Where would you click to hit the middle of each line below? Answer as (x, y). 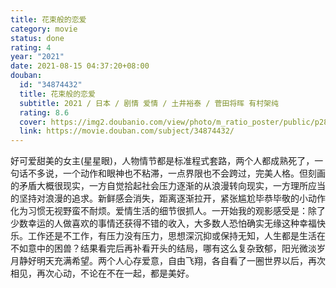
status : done (37, 38)
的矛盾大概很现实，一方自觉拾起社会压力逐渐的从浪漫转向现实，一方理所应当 (168, 186)
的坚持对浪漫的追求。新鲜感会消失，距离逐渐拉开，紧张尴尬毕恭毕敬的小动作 (168, 198)
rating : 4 (31, 47)
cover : (33, 122)
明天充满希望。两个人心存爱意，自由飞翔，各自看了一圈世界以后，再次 (181, 261)
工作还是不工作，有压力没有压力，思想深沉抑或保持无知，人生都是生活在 (176, 236)
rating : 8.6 (44, 112)
